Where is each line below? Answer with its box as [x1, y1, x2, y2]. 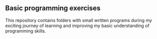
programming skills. [5, 27, 46, 34]
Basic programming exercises [5, 4, 101, 12]
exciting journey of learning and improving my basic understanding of [5, 22, 150, 28]
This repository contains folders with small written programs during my [5, 17, 152, 23]
